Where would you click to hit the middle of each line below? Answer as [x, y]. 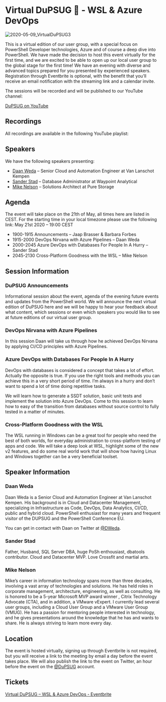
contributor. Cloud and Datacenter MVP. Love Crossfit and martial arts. [77, 557]
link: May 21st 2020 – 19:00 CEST [39, 225]
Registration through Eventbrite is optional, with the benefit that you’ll [76, 76]
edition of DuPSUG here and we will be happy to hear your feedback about [81, 307]
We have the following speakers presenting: [50, 161]
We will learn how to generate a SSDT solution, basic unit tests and [74, 396]
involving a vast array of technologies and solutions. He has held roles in [79, 586]
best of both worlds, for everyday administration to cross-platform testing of [83, 441]
